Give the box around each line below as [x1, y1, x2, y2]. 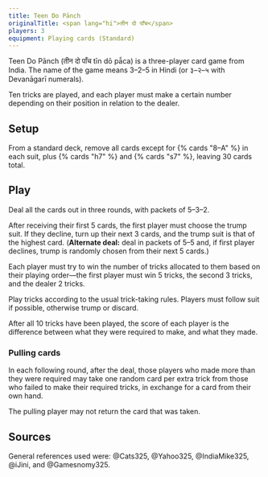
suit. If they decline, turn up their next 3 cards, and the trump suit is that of [8, 228, 255, 238]
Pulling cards [8, 347, 61, 358]
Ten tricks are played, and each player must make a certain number [8, 90, 232, 100]
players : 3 [8, 27, 45, 35]
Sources [8, 430, 52, 443]
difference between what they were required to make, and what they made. [8, 327, 258, 336]
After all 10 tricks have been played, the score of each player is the [8, 319, 229, 328]
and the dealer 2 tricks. [8, 278, 86, 288]
